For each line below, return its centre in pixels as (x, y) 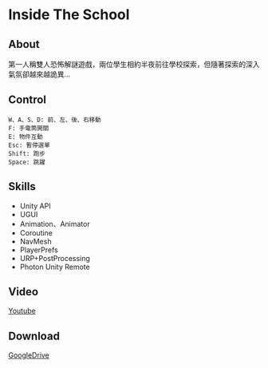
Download (34, 336)
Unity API (35, 206)
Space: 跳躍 (27, 162)
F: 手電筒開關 (29, 128)
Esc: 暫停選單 (29, 145)
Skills (22, 186)
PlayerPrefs (39, 250)
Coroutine (36, 232)
